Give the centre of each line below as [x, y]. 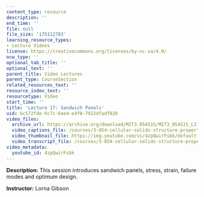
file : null [20, 29]
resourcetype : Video [32, 96]
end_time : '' [23, 23]
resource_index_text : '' [38, 91]
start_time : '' [25, 102]
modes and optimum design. [42, 176]
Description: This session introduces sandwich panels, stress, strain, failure [101, 170]
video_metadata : [27, 147]
